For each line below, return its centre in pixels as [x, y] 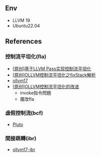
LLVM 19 [21, 20]
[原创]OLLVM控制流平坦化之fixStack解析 [54, 75]
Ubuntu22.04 [26, 26]
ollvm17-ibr [24, 149]
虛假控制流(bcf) [24, 113]
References [23, 41]
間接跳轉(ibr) [21, 138]
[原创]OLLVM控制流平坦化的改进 [45, 86]
